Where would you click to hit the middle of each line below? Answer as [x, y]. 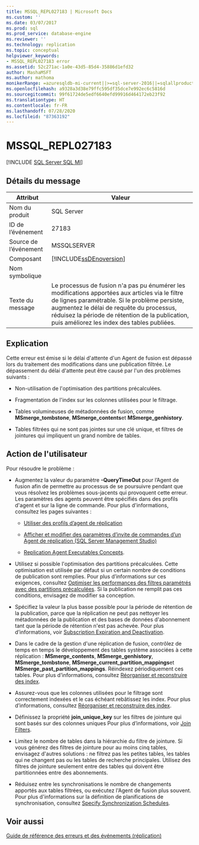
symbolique [25, 276]
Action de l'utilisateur [47, 454]
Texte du [21, 300]
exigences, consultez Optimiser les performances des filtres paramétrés [103, 583]
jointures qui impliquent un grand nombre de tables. [78, 435]
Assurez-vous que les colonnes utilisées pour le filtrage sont [89, 692]
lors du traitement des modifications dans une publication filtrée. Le [89, 364]
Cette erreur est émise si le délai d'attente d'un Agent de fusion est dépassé [99, 358]
